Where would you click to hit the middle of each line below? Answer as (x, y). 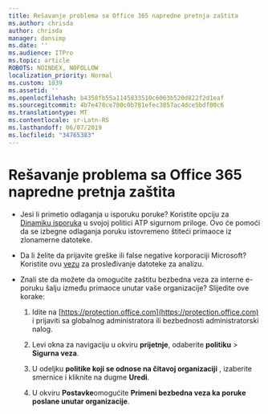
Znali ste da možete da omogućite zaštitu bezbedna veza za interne (132, 279)
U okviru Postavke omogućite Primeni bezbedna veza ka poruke (139, 392)
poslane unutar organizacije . (81, 401)
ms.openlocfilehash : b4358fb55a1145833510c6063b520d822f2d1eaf (116, 98)
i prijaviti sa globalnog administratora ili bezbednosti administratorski (145, 320)
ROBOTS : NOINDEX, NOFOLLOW (53, 68)
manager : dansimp (37, 38)
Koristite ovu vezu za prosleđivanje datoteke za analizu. (112, 264)
